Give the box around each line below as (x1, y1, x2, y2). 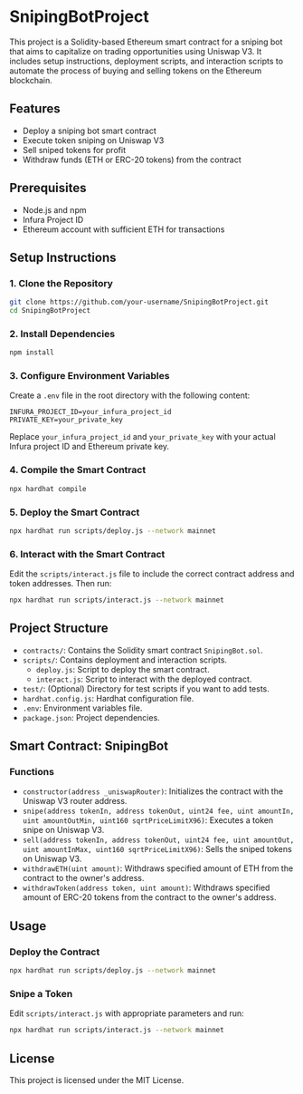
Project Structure (9, 621, 109, 636)
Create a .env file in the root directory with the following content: (9, 390, 251, 401)
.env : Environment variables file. (22, 702, 143, 713)
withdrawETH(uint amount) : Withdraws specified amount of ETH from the (22, 863, 294, 874)
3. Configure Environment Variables (9, 370, 170, 382)
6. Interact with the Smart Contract (9, 547, 166, 560)
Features (9, 102, 61, 117)
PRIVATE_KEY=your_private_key (9, 415, 124, 425)
